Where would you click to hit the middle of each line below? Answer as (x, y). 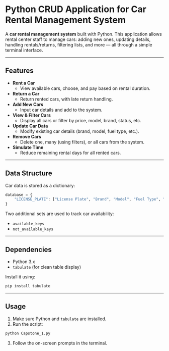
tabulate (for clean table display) (47, 267)
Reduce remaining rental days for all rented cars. (70, 153)
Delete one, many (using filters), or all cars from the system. (82, 142)
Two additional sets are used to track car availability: (60, 214)
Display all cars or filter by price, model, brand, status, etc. (81, 120)
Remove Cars (27, 136)
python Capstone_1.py (28, 333)
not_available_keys (33, 229)
